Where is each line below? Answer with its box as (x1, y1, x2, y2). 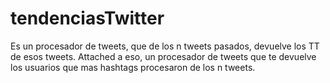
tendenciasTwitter (10, 7, 165, 30)
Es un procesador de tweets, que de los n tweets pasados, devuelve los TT (10, 40, 320, 52)
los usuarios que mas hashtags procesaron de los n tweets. (10, 61, 256, 73)
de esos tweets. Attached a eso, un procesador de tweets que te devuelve (10, 50, 317, 62)
